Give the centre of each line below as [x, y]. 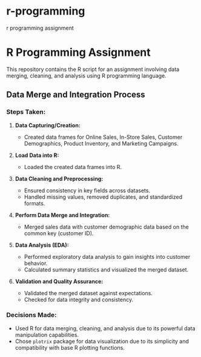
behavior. [36, 263]
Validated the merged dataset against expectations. [88, 293]
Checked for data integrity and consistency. [79, 299]
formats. [35, 203]
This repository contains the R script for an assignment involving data [93, 69]
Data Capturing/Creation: [48, 125]
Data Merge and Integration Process [76, 95]
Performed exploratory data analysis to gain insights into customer [107, 256]
